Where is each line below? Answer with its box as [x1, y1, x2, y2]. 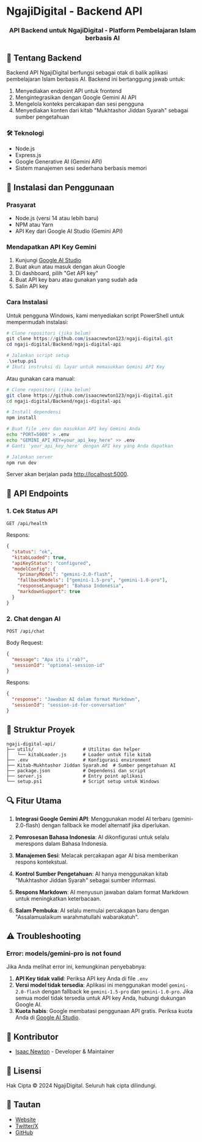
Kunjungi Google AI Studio [15, 257, 82, 264]
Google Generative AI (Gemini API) [15, 158, 103, 166]
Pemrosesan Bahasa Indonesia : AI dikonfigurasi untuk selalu [15, 833, 170, 841]
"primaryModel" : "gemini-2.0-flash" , [17, 572, 114, 578]
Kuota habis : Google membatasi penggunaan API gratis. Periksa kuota [15, 1008, 193, 1015]
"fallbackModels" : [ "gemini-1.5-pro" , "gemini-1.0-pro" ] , [17, 577, 168, 583]
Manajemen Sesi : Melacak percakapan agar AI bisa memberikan [15, 852, 179, 859]
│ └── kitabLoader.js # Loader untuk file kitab [6, 751, 151, 757]
